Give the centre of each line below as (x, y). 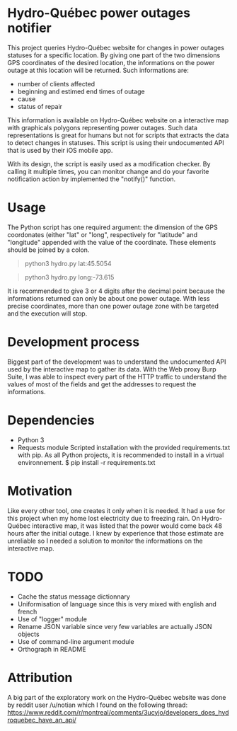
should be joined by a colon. (48, 250)
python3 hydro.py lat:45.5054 (68, 263)
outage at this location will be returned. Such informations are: (98, 70)
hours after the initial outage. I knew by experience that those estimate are (116, 533)
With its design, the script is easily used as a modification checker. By (109, 163)
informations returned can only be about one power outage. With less (109, 298)
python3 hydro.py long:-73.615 (69, 277)
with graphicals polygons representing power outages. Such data (103, 127)
